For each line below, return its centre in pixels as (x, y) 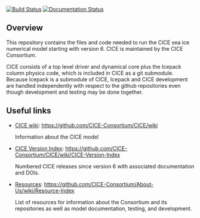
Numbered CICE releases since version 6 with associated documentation (104, 166)
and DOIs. (27, 173)
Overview (25, 28)
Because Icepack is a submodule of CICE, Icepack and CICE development (97, 79)
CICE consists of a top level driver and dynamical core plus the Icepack (94, 66)
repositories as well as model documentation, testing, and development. (103, 208)
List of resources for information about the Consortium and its (91, 202)
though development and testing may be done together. (75, 92)
